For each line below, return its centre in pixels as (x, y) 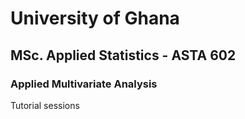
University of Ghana (95, 18)
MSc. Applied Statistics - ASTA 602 (123, 55)
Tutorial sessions (45, 105)
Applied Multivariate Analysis (84, 84)
